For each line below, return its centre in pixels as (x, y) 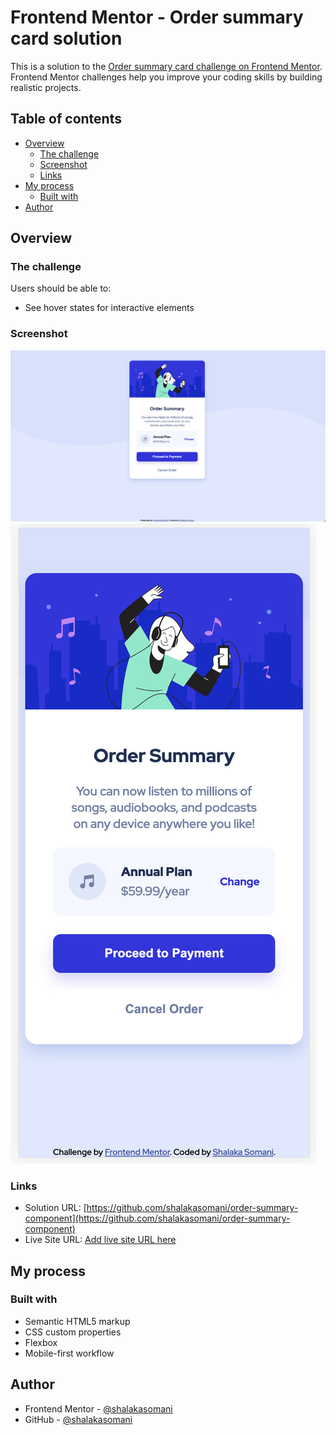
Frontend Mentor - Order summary (157, 17)
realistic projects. (46, 87)
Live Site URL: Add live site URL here (100, 1240)
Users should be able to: (61, 288)
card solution (66, 38)
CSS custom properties (73, 1332)
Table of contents (66, 119)
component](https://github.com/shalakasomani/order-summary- (157, 1218)
